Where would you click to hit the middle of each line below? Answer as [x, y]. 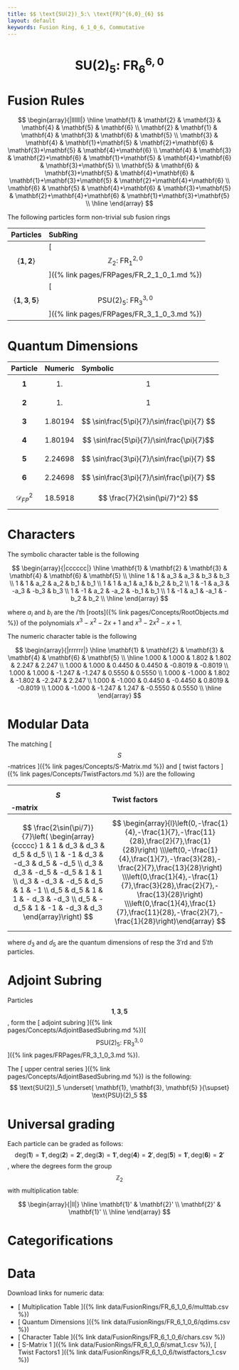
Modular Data [48, 725]
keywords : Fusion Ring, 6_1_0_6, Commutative [76, 27]
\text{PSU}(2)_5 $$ [119, 1096]
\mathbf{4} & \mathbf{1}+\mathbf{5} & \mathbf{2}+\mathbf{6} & [119, 143]
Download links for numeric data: [56, 1293]
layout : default [31, 21]
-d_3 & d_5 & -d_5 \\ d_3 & [58, 863]
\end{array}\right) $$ [58, 917]
